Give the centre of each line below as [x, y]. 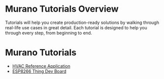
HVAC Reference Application [41, 66]
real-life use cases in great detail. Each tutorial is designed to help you [76, 27]
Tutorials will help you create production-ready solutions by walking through [82, 22]
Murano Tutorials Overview [62, 9]
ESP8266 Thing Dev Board [39, 71]
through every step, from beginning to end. [49, 33]
